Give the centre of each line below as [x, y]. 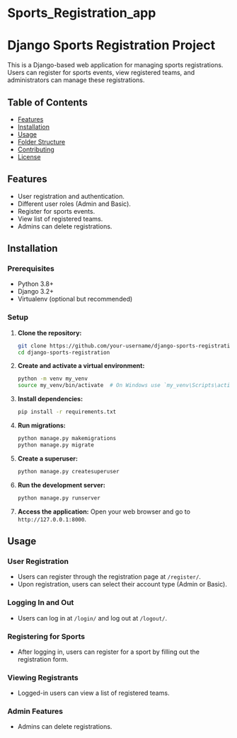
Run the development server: [62, 485]
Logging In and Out [41, 603]
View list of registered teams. [60, 219]
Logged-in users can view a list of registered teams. [93, 693]
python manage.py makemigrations [67, 439]
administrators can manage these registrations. [76, 80]
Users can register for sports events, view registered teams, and [101, 73]
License [29, 156]
